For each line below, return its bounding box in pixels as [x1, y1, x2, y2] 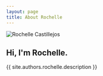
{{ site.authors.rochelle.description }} [6, 64, 98, 71]
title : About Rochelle [6, 14, 63, 20]
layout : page [6, 8, 39, 15]
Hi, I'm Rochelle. [6, 47, 68, 58]
